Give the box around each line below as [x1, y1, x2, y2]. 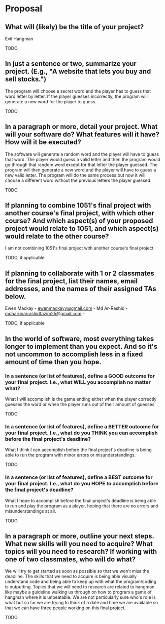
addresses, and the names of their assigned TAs [5, 285, 157, 293]
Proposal [5, 3, 43, 14]
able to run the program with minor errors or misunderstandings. [5, 452, 136, 458]
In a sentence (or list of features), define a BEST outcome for [5, 474, 153, 481]
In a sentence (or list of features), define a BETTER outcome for [5, 423, 159, 430]
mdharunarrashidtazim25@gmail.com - [5, 311, 85, 317]
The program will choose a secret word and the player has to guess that [5, 88, 151, 94]
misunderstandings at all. [5, 508, 56, 514]
